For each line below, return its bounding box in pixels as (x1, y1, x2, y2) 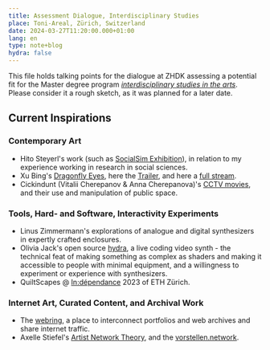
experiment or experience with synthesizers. (19, 268, 168, 278)
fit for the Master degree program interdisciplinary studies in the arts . (8, 79, 239, 89)
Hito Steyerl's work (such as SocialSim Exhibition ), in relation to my (19, 153, 243, 163)
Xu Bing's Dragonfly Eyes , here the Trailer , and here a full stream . (19, 170, 237, 181)
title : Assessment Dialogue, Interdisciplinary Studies (8, 11, 199, 20)
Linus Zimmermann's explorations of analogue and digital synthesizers (19, 226, 255, 235)
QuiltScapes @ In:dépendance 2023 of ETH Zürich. (19, 277, 190, 287)
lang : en (8, 34, 38, 43)
